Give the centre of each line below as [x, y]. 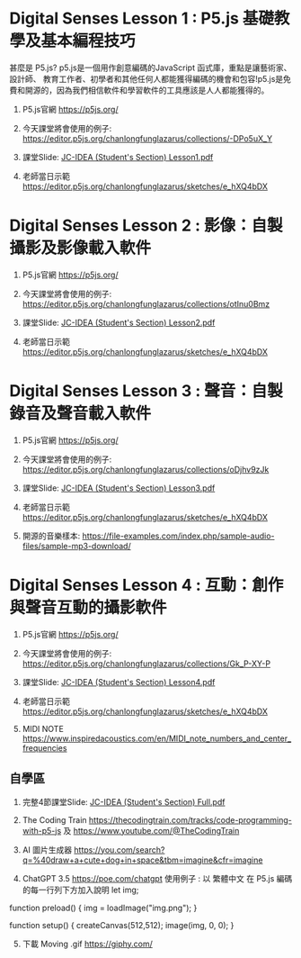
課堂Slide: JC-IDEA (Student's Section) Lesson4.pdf [119, 682]
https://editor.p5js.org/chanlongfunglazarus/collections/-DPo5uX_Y [147, 138]
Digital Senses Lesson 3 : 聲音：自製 [146, 391]
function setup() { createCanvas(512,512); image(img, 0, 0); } [122, 925]
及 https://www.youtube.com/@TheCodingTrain [151, 830]
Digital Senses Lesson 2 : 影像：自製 [146, 226]
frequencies [44, 747]
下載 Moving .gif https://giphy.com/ [87, 944]
